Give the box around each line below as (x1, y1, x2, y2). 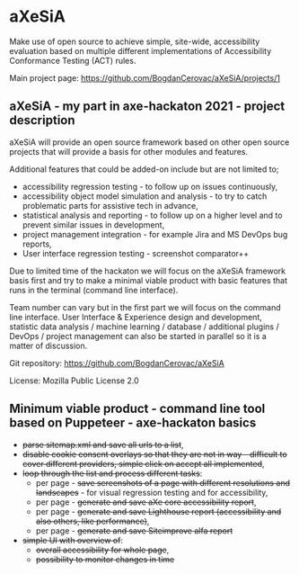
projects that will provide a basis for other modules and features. (9, 146, 249, 157)
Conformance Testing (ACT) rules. (9, 55, 136, 66)
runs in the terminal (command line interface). (9, 284, 179, 295)
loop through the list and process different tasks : (22, 468, 203, 479)
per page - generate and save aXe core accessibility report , (35, 497, 257, 507)
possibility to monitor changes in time (35, 553, 175, 564)
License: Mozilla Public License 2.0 (9, 375, 139, 386)
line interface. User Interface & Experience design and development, (9, 311, 263, 322)
